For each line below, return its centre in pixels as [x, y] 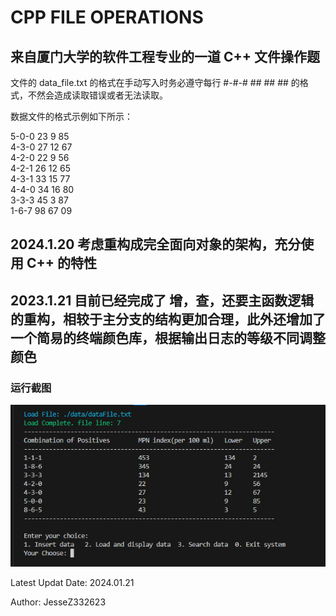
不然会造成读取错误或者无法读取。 [97, 95]
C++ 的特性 [61, 263]
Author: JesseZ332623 [58, 602]
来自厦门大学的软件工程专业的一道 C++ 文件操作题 [165, 56]
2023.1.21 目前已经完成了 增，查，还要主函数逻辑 [162, 300]
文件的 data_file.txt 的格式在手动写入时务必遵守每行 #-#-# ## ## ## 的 [155, 82]
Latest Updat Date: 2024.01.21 [72, 583]
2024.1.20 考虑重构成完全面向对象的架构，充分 [156, 244]
